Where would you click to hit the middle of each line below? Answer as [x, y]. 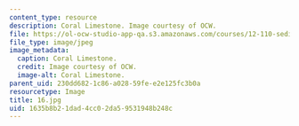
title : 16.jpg [36, 100]
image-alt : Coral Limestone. [71, 75]
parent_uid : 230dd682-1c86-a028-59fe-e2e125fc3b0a [105, 83]
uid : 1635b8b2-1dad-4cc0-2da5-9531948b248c [91, 108]
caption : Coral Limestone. [67, 59]
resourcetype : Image [48, 91]
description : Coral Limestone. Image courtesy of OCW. [113, 26]
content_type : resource [53, 17]
